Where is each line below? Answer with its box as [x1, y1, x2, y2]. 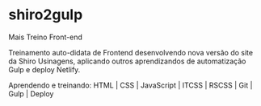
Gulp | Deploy [8, 88, 54, 98]
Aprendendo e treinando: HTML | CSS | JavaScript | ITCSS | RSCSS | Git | [8, 80, 253, 90]
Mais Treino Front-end [8, 32, 82, 42]
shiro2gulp [8, 6, 83, 24]
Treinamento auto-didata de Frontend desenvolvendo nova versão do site [8, 47, 253, 57]
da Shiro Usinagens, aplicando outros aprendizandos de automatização [8, 56, 246, 66]
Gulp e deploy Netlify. [8, 64, 81, 74]
